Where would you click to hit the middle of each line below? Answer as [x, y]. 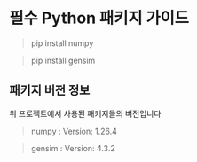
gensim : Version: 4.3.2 [73, 148]
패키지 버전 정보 [50, 91]
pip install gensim [63, 60]
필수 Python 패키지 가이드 [99, 18]
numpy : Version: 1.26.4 [74, 131]
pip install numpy [62, 43]
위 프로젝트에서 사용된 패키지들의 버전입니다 [85, 113]
